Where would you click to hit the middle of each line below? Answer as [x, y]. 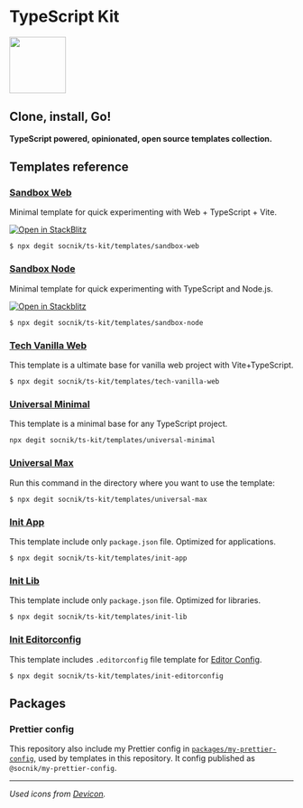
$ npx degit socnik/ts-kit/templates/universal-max [108, 499]
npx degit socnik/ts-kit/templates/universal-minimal [113, 441]
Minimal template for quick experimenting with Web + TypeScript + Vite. [143, 212]
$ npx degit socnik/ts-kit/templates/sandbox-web [105, 246]
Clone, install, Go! [60, 117]
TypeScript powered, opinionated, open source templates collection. [141, 138]
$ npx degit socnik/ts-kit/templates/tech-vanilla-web [115, 382]
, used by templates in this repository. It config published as [144, 758]
